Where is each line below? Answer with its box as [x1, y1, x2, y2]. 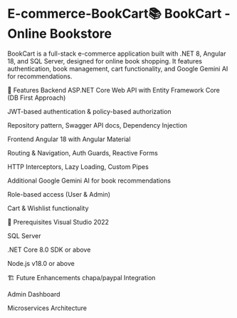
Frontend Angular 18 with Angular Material [7, 135, 131, 143]
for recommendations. [7, 72, 73, 81]
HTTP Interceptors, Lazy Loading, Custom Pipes [7, 162, 149, 171]
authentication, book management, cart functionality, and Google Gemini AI [7, 64, 228, 73]
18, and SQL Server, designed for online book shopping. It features [7, 56, 203, 65]
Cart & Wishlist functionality [7, 204, 89, 212]
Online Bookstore [7, 26, 112, 42]
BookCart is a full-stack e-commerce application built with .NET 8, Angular [7, 49, 226, 58]
